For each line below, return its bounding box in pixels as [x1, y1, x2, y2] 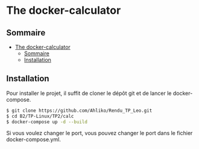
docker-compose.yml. [6, 136, 62, 143]
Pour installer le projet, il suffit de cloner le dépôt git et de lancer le [6, 90, 172, 97]
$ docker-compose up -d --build [6, 118, 87, 125]
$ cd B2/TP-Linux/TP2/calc [6, 113, 74, 119]
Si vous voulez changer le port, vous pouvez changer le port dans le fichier [6, 130, 193, 137]
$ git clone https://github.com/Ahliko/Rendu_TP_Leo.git [6, 108, 153, 114]
